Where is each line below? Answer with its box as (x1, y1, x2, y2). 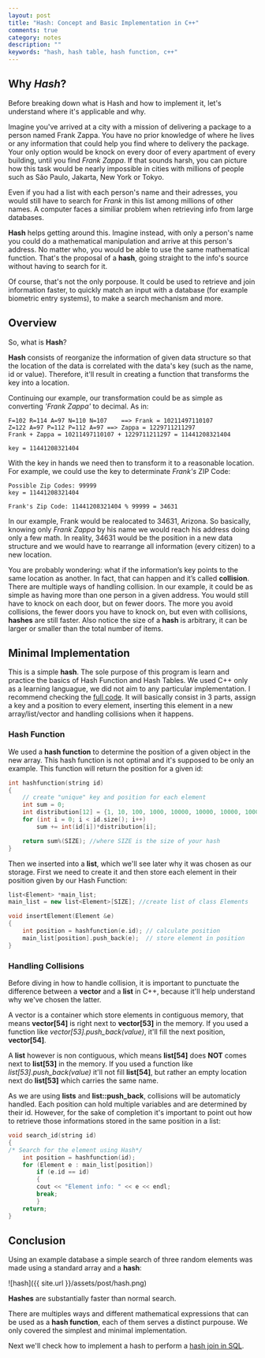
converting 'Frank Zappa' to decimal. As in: (8, 401, 149, 411)
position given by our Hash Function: (8, 875, 128, 885)
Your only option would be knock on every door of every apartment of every (8, 147, 256, 156)
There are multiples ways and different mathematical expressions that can (8, 1309, 249, 1319)
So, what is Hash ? (8, 337, 67, 347)
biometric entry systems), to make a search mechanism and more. (8, 293, 223, 303)
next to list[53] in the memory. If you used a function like (8, 1059, 193, 1069)
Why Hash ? (8, 77, 67, 91)
